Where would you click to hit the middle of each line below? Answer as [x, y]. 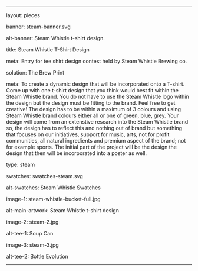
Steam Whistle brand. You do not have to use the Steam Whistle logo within [98, 96]
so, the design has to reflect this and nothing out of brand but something [94, 128]
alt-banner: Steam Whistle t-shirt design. [55, 38]
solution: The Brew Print [35, 72]
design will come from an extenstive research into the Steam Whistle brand [97, 122]
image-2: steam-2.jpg [32, 222]
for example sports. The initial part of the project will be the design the [91, 147]
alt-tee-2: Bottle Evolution [37, 256]
